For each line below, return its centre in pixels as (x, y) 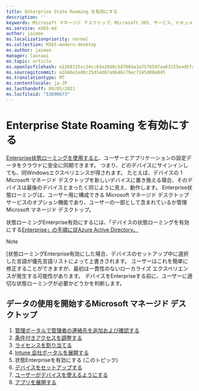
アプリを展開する (36, 382)
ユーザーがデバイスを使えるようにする (61, 374)
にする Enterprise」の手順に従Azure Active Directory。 (72, 229)
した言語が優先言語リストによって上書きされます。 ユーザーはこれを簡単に (97, 261)
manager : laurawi (28, 56)
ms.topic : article (29, 61)
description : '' (26, 17)
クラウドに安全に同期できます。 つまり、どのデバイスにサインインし (105, 165)
